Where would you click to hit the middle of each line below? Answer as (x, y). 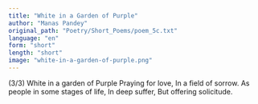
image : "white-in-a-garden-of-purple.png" (80, 61)
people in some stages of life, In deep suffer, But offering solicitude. (121, 91)
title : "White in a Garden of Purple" (73, 16)
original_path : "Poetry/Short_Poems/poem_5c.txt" (93, 30)
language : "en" (34, 38)
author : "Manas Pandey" (48, 23)
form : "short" (32, 46)
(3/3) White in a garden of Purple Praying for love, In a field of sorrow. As (129, 83)
